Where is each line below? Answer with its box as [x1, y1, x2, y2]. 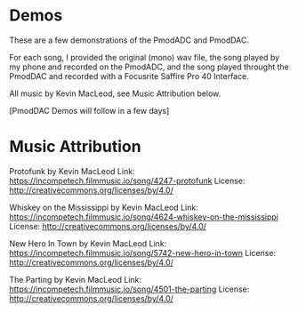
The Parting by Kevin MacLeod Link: [9, 274, 142, 285]
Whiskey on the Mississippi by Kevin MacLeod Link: [9, 202, 198, 213]
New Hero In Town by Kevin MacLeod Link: [9, 237, 167, 249]
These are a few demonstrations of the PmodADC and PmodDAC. [9, 35, 250, 45]
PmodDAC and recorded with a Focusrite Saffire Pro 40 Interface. [9, 70, 249, 81]
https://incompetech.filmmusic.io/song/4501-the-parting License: [9, 284, 250, 294]
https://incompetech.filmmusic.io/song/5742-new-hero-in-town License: [9, 247, 277, 258]
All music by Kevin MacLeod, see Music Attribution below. [9, 88, 221, 99]
